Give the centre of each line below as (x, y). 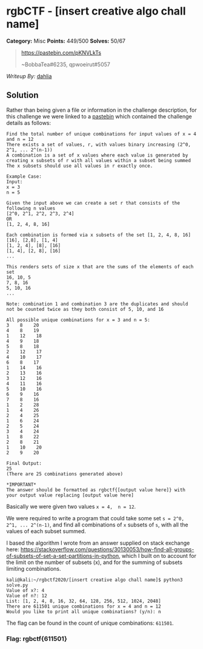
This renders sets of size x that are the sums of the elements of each (100, 267)
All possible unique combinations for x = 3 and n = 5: (78, 320)
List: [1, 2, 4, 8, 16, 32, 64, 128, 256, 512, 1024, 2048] (84, 601)
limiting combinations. (34, 568)
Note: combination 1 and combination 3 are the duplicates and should (97, 304)
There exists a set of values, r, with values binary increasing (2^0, (98, 144)
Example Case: (24, 176)
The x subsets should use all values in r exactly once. (80, 166)
